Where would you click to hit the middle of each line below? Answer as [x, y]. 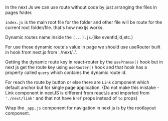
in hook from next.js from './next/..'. [41, 52]
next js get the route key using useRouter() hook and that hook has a [76, 67]
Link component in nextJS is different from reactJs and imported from [77, 93]
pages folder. [19, 12]
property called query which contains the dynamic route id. [66, 72]
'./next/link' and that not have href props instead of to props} [71, 98]
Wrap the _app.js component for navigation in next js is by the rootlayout [81, 108]
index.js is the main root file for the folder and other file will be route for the [84, 22]
